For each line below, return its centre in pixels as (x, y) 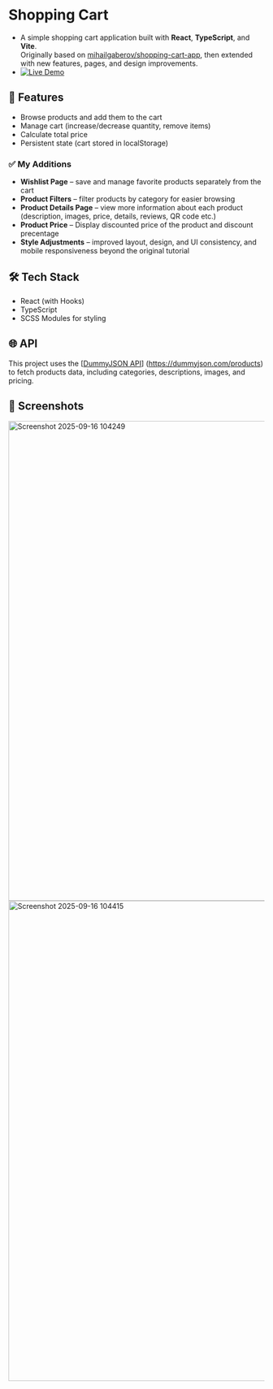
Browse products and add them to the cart (91, 117)
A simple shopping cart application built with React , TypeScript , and (135, 37)
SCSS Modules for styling (63, 318)
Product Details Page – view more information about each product (132, 208)
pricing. (21, 380)
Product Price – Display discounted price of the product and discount (136, 225)
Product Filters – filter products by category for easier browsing (128, 199)
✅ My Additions (40, 164)
